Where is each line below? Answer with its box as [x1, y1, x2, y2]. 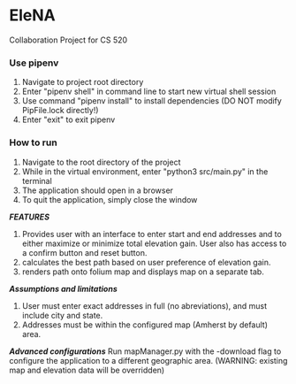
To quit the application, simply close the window [21, 194, 198, 204]
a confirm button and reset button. [21, 247, 148, 257]
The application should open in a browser [21, 185, 174, 196]
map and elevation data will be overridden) [9, 365, 165, 375]
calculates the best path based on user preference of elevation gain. [21, 257, 271, 267]
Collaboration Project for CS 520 [9, 35, 128, 45]
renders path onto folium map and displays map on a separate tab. [21, 266, 265, 277]
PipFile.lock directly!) [21, 105, 99, 116]
